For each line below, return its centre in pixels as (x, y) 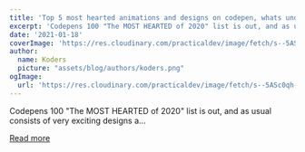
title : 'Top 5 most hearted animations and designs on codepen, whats (146, 18)
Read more (30, 138)
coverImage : (32, 43)
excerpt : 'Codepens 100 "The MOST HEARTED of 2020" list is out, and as (150, 26)
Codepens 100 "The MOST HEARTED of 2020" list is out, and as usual (141, 110)
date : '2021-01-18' (46, 34)
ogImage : (26, 77)
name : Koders (42, 60)
